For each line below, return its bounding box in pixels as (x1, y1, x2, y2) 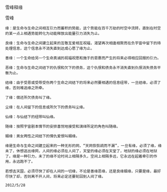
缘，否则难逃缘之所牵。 (5, 86, 46, 91)
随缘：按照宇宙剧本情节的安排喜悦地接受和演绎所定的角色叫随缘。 (5, 124, 121, 129)
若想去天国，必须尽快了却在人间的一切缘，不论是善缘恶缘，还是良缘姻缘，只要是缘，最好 (5, 169, 161, 174)
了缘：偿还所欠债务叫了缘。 (5, 95, 54, 100)
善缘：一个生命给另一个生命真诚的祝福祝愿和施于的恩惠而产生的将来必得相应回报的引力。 (5, 56, 161, 61)
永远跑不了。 (12, 159, 35, 164)
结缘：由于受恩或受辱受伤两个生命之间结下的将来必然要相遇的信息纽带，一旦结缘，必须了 (5, 80, 161, 85)
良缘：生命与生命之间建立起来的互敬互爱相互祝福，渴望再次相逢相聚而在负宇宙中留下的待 (5, 41, 161, 46)
